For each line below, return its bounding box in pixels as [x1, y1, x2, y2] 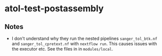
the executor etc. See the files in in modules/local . [11, 46, 113, 52]
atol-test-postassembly [4, 3, 104, 14]
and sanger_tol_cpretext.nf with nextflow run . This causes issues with [11, 41, 158, 47]
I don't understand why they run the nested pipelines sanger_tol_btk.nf [11, 35, 158, 41]
